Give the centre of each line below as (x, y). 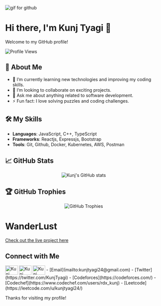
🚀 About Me (24, 67)
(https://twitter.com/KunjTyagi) (37, 277)
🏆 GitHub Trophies (36, 192)
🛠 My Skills (24, 119)
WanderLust (31, 227)
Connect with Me (32, 256)
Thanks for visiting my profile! (36, 297)
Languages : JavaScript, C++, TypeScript (55, 134)
